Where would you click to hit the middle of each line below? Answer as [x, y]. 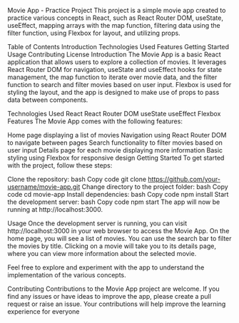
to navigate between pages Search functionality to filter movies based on [115, 143]
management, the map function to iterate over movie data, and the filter [112, 77]
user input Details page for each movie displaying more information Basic [115, 150]
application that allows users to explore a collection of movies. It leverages [117, 62]
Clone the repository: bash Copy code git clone [77, 179]
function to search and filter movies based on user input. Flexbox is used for [119, 84]
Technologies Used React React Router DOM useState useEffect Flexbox [114, 114]
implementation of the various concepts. [67, 275]
